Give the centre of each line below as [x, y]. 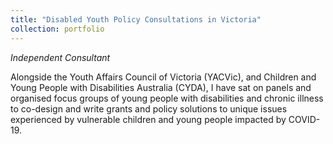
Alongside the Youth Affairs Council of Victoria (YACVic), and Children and [163, 77]
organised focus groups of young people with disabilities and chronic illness [167, 98]
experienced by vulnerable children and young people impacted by [148, 119]
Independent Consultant [60, 57]
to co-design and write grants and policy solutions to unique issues [149, 108]
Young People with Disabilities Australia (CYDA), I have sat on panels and [161, 87]
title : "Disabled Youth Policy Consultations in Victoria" [136, 19]
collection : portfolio [57, 29]
